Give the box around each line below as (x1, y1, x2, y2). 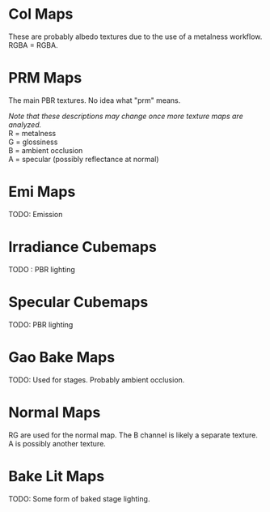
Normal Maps (8, 403, 101, 421)
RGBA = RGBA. (8, 40, 58, 49)
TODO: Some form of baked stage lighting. (8, 493, 150, 503)
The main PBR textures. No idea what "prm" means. (8, 95, 181, 105)
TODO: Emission (8, 209, 63, 219)
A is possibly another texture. (8, 438, 107, 448)
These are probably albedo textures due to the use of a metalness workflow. (8, 32, 263, 41)
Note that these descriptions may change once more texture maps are (8, 111, 244, 121)
